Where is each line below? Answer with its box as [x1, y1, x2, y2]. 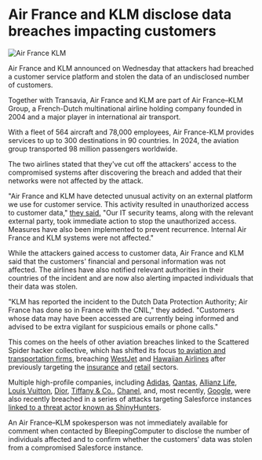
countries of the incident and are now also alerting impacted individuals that [8, 273, 253, 282]
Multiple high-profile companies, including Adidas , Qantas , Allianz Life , [8, 377, 238, 387]
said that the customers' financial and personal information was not [8, 256, 226, 266]
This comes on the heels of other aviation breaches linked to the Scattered [8, 337, 249, 347]
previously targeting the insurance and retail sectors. [8, 362, 179, 371]
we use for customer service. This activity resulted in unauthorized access [8, 199, 249, 209]
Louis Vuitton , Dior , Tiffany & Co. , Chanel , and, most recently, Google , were [8, 385, 251, 395]
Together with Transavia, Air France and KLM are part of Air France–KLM [8, 95, 243, 105]
